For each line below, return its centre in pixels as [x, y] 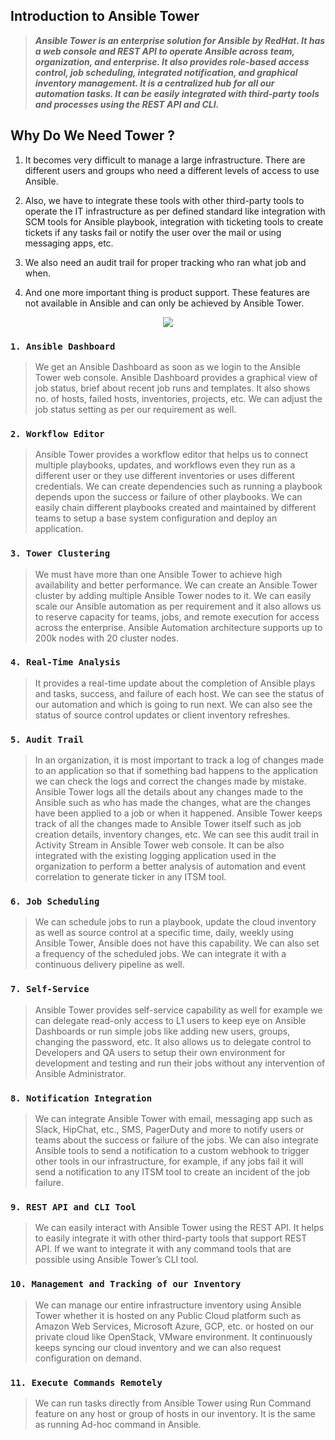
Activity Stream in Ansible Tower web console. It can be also [159, 845]
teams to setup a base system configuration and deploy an [156, 518]
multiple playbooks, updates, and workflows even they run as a [165, 465]
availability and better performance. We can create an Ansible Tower [176, 585]
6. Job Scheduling [55, 902]
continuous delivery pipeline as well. [109, 965]
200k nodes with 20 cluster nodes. [106, 638]
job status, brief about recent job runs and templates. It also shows [172, 388]
